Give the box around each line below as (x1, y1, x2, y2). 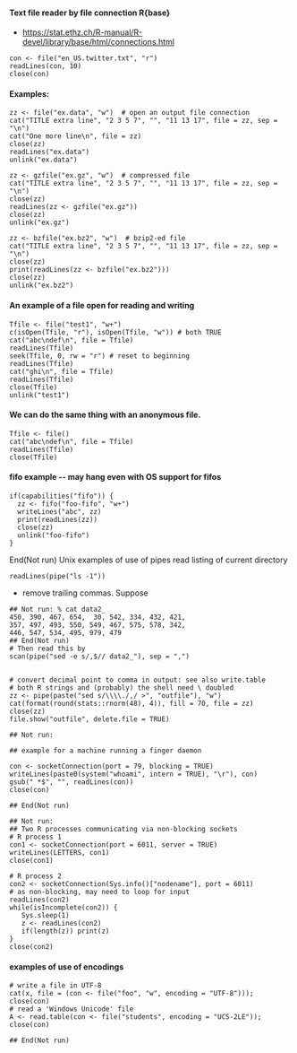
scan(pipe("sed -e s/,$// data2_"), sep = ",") (9, 652, 191, 661)
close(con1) (9, 857, 54, 866)
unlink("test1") (9, 390, 70, 399)
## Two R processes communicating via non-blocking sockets (9, 825, 239, 834)
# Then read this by (9, 644, 87, 654)
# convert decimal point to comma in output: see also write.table (9, 675, 267, 685)
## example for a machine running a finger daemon (9, 746, 202, 755)
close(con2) (9, 943, 54, 952)
